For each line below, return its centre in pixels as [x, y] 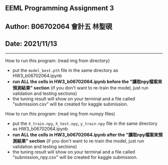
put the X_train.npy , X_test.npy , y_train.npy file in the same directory [85, 123]
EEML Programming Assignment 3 [59, 8]
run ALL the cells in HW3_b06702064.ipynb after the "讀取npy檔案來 [85, 134]
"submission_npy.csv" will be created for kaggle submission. [75, 157]
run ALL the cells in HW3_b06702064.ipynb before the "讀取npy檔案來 [87, 81]
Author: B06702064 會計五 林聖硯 [59, 26]
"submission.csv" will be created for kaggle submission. [70, 104]
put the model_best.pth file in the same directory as [65, 70]
